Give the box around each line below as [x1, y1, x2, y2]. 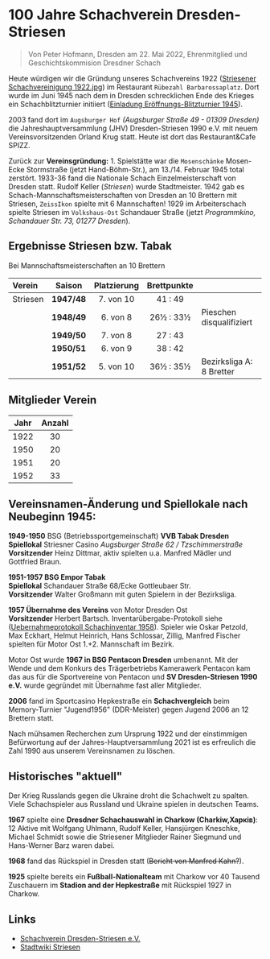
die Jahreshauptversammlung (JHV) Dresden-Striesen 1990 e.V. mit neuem [8, 123, 259, 133]
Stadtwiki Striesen [19, 942, 81, 952]
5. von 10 [98, 361, 135, 372]
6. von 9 [100, 342, 133, 353]
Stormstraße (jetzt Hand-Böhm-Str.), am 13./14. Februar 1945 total [26, 164, 245, 174]
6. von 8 [100, 312, 133, 323]
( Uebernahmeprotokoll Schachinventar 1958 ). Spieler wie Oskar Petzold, [8, 622, 248, 632]
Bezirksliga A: [201, 356, 253, 367]
